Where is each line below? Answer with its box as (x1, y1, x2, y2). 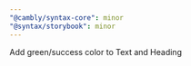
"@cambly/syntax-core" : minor (9, 13, 125, 23)
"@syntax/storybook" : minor (9, 22, 116, 31)
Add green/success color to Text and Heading (9, 46, 182, 57)
